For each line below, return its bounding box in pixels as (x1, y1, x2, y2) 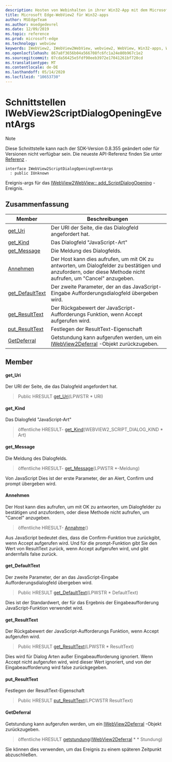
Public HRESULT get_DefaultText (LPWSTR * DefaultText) (17, 589, 138, 596)
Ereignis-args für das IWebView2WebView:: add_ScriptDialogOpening (5, 179, 152, 185)
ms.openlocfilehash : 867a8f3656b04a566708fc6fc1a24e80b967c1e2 (5, 50, 143, 55)
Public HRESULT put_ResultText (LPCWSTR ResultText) (17, 697, 133, 704)
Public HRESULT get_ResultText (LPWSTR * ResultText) (17, 643, 134, 650)
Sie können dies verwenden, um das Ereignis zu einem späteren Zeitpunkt (5, 746, 162, 752)
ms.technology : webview (5, 41, 56, 46)
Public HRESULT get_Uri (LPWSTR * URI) (17, 394, 103, 400)
